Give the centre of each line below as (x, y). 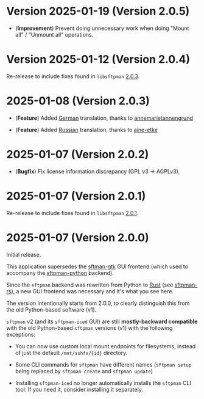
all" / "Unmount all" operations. (54, 34)
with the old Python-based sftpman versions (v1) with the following (90, 328)
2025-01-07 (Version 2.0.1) (76, 196)
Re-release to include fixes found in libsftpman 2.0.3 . (73, 76)
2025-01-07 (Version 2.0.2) (78, 155)
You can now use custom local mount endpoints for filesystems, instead (105, 346)
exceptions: (21, 334)
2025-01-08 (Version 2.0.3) (78, 101)
